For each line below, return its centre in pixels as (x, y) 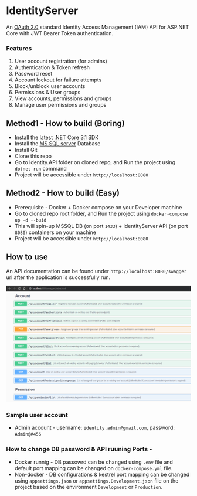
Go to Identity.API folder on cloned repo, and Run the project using (95, 162)
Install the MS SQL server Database (57, 144)
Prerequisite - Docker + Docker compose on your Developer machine (98, 207)
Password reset (33, 74)
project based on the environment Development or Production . (89, 487)
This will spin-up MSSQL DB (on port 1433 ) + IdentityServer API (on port (101, 226)
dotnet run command (40, 169)
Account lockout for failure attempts (58, 80)
